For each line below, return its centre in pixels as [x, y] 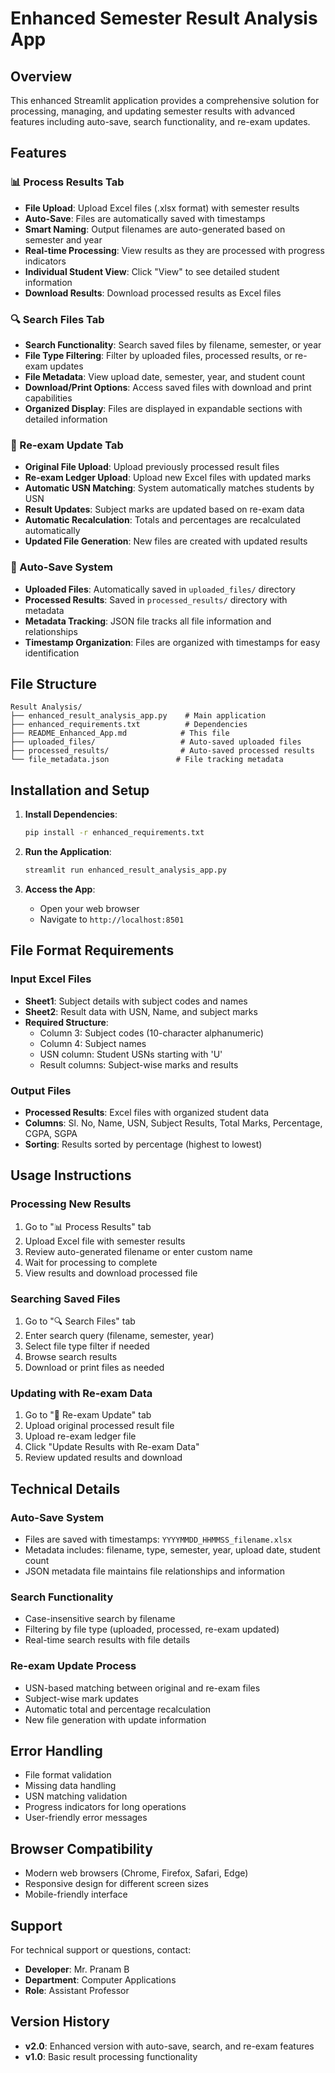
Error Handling [56, 1750]
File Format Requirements [92, 950]
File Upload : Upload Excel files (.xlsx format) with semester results [162, 208]
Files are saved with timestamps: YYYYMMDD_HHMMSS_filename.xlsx [158, 1539]
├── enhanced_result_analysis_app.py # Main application [138, 716]
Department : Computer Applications [100, 1979]
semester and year [63, 239]
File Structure [53, 683]
